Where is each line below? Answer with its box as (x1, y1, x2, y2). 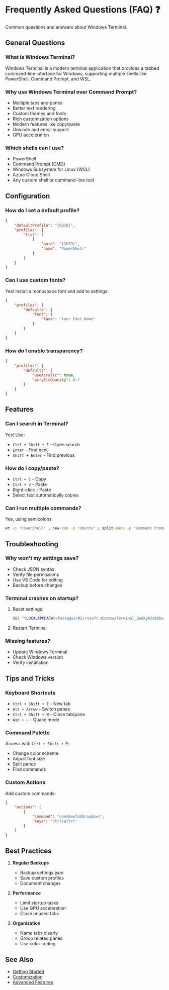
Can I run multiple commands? (5, 505, 81, 512)
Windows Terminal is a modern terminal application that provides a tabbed (5, 65, 159, 71)
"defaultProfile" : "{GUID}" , (14, 223, 75, 228)
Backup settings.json (20, 870, 64, 876)
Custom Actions (5, 779, 46, 786)
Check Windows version (12, 654, 63, 660)
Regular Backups (12, 860, 49, 866)
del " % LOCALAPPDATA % (12, 616, 56, 621)
